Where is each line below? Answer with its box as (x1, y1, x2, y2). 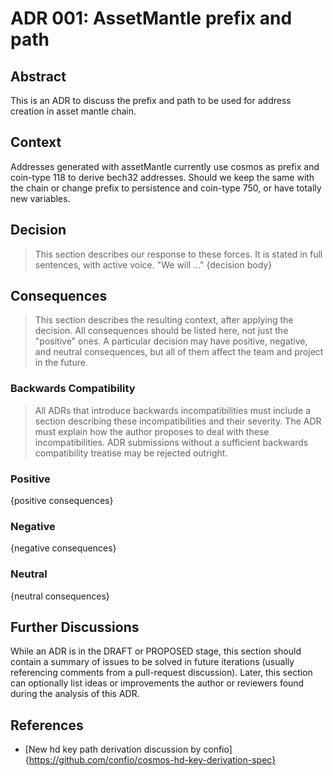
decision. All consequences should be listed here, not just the (34, 325, 289, 337)
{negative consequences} (10, 542, 117, 554)
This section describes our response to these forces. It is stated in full (34, 248, 323, 260)
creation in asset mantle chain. (10, 105, 137, 117)
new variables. (10, 192, 71, 204)
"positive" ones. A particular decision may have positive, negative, (34, 335, 308, 347)
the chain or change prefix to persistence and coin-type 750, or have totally (10, 182, 322, 194)
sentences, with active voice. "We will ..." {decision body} (34, 258, 273, 271)
